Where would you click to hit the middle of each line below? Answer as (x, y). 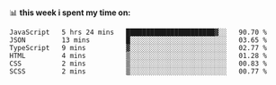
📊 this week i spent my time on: (70, 13)
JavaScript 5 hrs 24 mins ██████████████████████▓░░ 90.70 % (138, 32)
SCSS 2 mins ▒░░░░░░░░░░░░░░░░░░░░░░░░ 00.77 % (138, 72)
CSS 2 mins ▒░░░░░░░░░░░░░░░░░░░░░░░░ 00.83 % (138, 64)
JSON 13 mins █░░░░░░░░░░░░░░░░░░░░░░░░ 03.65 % (138, 40)
